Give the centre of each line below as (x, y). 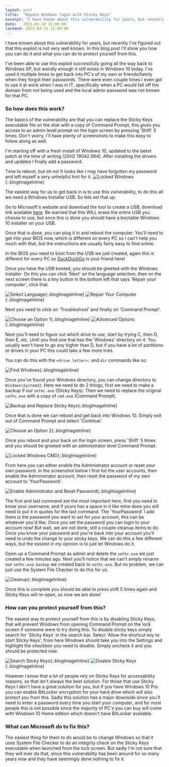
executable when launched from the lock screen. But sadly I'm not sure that (83, 748)
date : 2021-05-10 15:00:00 (36, 24)
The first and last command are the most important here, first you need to (81, 501)
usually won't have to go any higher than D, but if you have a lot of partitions (84, 345)
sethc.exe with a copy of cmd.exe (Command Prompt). (61, 396)
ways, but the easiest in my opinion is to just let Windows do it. (70, 544)
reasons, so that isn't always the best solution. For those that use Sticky (80, 681)
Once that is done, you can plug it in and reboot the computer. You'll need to (84, 233)
